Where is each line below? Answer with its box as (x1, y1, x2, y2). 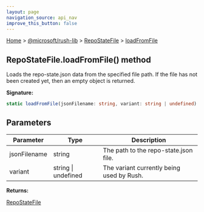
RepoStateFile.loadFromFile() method (6, 54, 151, 65)
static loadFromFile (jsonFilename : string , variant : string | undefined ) (6, 101, 197, 107)
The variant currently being (103, 163, 181, 172)
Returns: (6, 186, 29, 194)
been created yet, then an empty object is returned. (6, 77, 135, 85)
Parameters (6, 118, 52, 128)
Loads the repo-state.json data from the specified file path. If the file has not (6, 71, 198, 78)
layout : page (6, 9, 39, 15)
